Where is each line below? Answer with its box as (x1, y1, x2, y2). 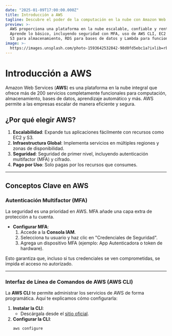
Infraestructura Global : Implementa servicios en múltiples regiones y (12, 140, 159, 146)
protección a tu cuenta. (5, 214, 55, 220)
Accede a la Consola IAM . (20, 229, 76, 235)
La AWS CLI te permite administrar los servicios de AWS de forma (5, 290, 144, 296)
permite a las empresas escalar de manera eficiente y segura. (5, 101, 136, 107)
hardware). (20, 245, 44, 252)
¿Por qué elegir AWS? (5, 116, 76, 124)
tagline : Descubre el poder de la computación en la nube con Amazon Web (5, 17, 166, 22)
